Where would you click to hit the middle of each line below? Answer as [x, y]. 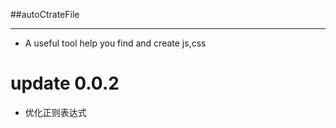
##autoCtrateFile [45, 14]
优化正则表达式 [55, 112]
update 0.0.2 [65, 83]
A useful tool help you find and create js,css [115, 43]
